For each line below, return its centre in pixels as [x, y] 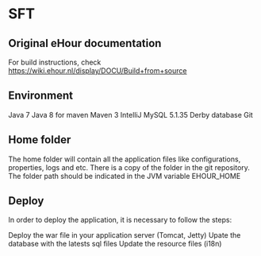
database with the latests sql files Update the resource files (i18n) [115, 244]
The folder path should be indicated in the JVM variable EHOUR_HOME [125, 176]
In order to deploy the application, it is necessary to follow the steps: [120, 220]
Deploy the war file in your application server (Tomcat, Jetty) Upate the [125, 235]
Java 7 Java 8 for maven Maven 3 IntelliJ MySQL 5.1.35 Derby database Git [131, 114]
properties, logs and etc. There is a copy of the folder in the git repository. [129, 167]
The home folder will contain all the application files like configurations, [125, 159]
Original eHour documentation [85, 43]
